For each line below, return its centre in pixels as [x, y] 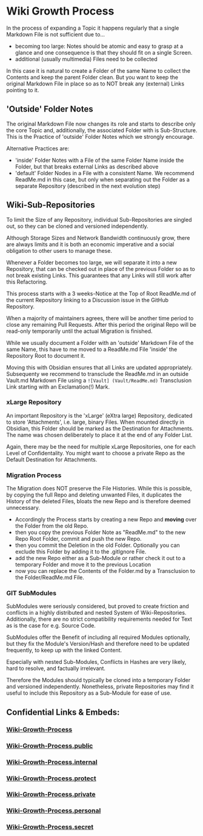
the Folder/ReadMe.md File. [50, 578]
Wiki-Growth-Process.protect [51, 778]
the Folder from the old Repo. [52, 526]
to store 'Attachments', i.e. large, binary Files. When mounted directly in [95, 422]
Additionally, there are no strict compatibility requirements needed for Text [99, 619]
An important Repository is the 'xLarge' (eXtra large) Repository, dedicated [99, 415]
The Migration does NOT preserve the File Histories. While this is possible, [99, 489]
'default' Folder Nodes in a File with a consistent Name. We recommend [105, 173]
